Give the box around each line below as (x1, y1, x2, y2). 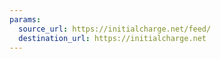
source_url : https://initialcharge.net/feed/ (18, 24, 212, 34)
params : (9, 14, 42, 25)
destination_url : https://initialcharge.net (18, 33, 207, 43)
